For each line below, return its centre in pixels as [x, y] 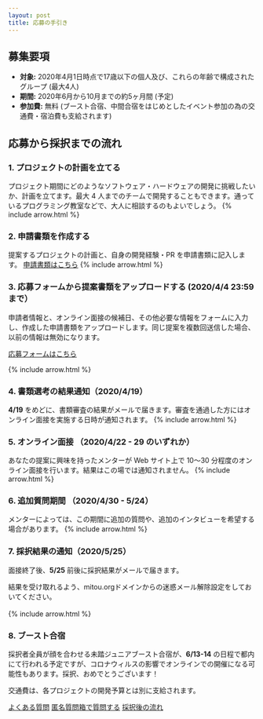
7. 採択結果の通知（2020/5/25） [69, 552]
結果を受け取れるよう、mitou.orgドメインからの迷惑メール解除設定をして [126, 586]
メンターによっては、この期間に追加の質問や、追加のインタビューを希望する [131, 520]
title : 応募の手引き [38, 23]
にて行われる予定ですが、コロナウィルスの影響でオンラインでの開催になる [128, 664]
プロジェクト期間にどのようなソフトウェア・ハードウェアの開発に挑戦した [128, 186]
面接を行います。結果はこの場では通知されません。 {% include [129, 470]
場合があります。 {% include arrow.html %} [78, 529]
